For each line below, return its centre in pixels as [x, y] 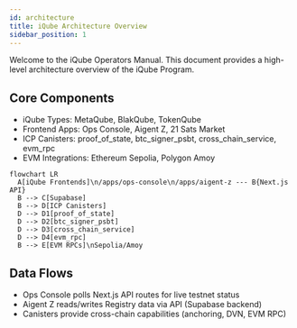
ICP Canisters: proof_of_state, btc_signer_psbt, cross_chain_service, [149, 139]
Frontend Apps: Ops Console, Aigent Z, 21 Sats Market [124, 129]
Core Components [62, 98]
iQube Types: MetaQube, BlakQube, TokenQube [111, 120]
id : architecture [42, 18]
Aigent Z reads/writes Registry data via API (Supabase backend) [142, 304]
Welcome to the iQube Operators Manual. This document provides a [136, 60]
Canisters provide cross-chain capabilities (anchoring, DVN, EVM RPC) [154, 314]
